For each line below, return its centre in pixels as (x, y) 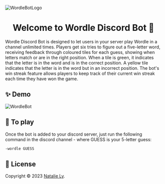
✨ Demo (18, 94)
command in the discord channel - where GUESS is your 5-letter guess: (78, 139)
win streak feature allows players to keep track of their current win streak (80, 73)
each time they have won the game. (42, 79)
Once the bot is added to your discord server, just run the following (74, 134)
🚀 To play (20, 122)
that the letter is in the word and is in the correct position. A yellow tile (77, 63)
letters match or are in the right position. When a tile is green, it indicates (80, 57)
